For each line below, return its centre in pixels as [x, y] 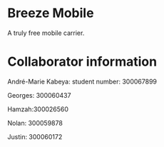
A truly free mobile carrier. [46, 33]
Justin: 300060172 [35, 136]
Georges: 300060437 [39, 95]
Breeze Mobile [51, 13]
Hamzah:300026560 [38, 109]
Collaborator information [82, 62]
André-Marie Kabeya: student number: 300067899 [82, 81]
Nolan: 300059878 [35, 123]
